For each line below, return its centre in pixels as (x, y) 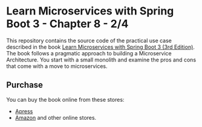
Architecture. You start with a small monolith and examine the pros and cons (101, 60)
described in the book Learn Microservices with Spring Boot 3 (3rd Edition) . (101, 47)
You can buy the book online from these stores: (65, 99)
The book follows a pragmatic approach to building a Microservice (89, 53)
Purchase (25, 85)
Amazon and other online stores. (56, 117)
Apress (24, 111)
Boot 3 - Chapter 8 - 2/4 (67, 24)
